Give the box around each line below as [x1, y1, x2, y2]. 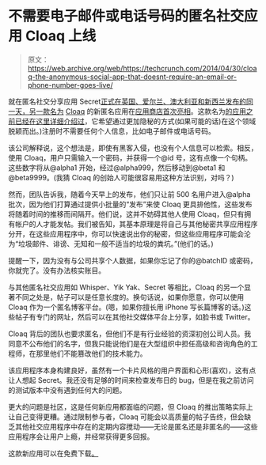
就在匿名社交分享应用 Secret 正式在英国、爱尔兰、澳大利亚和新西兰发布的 [8, 96, 247, 106]
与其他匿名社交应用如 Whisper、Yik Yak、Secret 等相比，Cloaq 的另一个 [8, 282, 245, 292]
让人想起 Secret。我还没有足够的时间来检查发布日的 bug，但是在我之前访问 [8, 375, 255, 384]
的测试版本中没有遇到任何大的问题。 [8, 385, 127, 395]
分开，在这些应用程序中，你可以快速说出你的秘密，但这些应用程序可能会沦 [8, 229, 251, 238]
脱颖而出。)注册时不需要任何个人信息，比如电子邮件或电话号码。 [8, 126, 216, 135]
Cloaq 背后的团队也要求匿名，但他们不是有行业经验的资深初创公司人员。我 [8, 329, 252, 338]
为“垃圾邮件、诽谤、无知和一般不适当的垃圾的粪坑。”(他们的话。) [8, 239, 214, 248]
